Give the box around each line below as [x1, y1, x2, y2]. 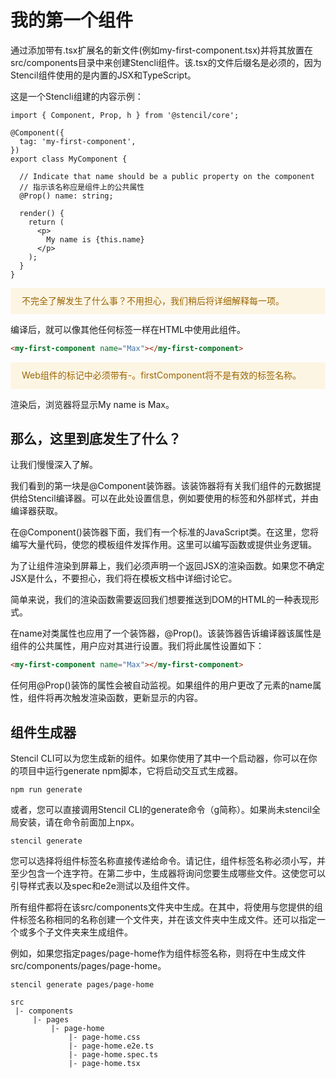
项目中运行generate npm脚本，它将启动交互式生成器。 [18, 765, 243, 777]
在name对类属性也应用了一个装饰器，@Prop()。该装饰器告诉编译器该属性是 [10, 627, 322, 640]
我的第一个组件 [10, 9, 134, 32]
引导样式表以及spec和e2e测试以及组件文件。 [10, 880, 195, 892]
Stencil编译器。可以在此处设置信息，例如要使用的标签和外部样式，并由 [27, 492, 319, 505]
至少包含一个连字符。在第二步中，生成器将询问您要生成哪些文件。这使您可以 [10, 867, 326, 880]
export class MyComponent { [10, 154, 128, 164]
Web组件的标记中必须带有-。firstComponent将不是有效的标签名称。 [21, 369, 302, 381]
